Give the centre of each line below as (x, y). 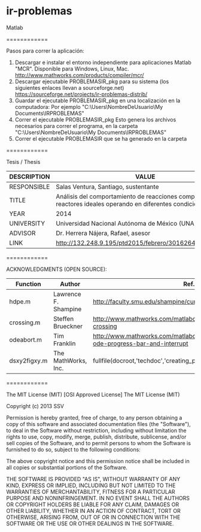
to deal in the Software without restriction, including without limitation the (96, 430)
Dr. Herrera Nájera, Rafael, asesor (103, 233)
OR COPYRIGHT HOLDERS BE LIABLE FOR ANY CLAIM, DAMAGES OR (93, 504)
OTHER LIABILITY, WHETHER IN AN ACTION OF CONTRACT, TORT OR (93, 510)
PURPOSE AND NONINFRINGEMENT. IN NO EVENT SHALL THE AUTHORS (98, 498)
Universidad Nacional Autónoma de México (117, 223)
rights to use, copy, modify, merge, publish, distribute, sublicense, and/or (96, 437)
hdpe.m (20, 302)
